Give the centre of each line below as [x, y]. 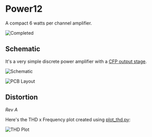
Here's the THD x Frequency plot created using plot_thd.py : [68, 119]
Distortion [22, 97]
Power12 [24, 9]
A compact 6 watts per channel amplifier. [49, 23]
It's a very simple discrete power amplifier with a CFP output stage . [76, 61]
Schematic [23, 49]
